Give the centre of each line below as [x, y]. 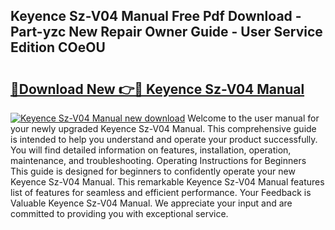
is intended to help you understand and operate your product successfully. [164, 139]
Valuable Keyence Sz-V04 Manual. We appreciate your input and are [151, 203]
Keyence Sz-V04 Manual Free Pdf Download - [156, 16]
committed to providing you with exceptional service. [119, 213]
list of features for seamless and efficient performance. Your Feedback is [161, 192]
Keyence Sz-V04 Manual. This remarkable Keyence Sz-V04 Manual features [167, 182]
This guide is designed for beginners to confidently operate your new [153, 171]
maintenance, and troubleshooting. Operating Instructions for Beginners [158, 160]
